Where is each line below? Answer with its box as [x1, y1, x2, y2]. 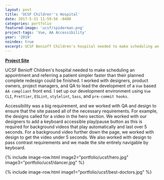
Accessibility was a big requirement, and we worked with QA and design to [5, 103, 157, 108]
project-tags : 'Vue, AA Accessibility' [5, 30, 87, 35]
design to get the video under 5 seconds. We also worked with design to [5, 134, 152, 140]
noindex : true [5, 39, 34, 44]
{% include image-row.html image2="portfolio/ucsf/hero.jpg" [5, 154, 129, 160]
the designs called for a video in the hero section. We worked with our [5, 113, 147, 119]
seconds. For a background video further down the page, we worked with [5, 129, 154, 135]
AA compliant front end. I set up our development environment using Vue [5, 88, 151, 94]
